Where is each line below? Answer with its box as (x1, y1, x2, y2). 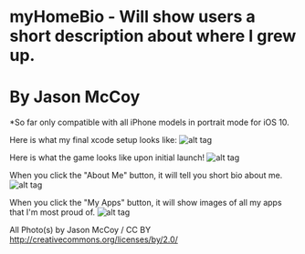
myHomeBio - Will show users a (9, 6, 256, 27)
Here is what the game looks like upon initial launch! (9, 152, 205, 163)
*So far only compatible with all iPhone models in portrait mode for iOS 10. (9, 117, 289, 128)
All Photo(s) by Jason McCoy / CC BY (9, 225, 152, 236)
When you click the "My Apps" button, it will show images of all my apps (9, 198, 282, 208)
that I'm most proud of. (9, 207, 96, 218)
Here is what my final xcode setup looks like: (9, 135, 178, 146)
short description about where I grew (9, 25, 297, 46)
